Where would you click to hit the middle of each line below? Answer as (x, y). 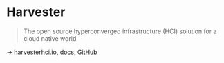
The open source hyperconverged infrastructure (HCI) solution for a (120, 31)
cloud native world (50, 38)
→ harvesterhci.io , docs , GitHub (52, 52)
